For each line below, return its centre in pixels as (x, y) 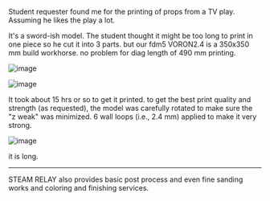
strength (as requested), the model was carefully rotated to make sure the (131, 108)
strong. (20, 125)
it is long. (23, 156)
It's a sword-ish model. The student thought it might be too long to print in (131, 36)
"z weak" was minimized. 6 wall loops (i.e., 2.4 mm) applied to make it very (133, 117)
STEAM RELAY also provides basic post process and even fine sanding (126, 179)
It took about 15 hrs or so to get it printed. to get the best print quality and (130, 99)
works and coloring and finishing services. (79, 188)
